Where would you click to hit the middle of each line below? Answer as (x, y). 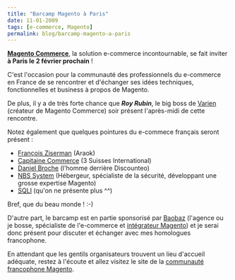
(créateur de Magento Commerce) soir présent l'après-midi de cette (106, 111)
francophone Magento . (41, 269)
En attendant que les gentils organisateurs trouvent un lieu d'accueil (106, 254)
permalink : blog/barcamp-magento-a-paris (69, 34)
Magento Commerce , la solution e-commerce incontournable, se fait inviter (117, 54)
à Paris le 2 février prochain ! (50, 61)
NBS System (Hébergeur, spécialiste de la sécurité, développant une (117, 176)
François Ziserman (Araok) (56, 153)
